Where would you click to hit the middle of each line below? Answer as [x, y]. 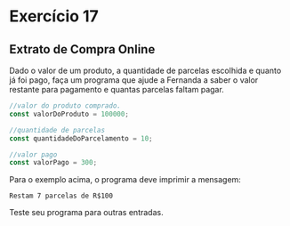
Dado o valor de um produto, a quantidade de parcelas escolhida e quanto [145, 70]
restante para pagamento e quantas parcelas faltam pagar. [117, 89]
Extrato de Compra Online [82, 49]
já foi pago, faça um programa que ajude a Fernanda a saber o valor [134, 80]
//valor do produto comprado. [65, 106]
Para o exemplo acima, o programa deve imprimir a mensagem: [125, 180]
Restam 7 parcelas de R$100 [61, 196]
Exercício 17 [54, 16]
